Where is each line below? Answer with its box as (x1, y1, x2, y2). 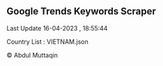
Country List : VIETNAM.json (6, 38, 88, 46)
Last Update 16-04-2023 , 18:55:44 (6, 24, 108, 32)
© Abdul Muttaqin (6, 51, 59, 59)
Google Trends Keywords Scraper (6, 6, 156, 17)
